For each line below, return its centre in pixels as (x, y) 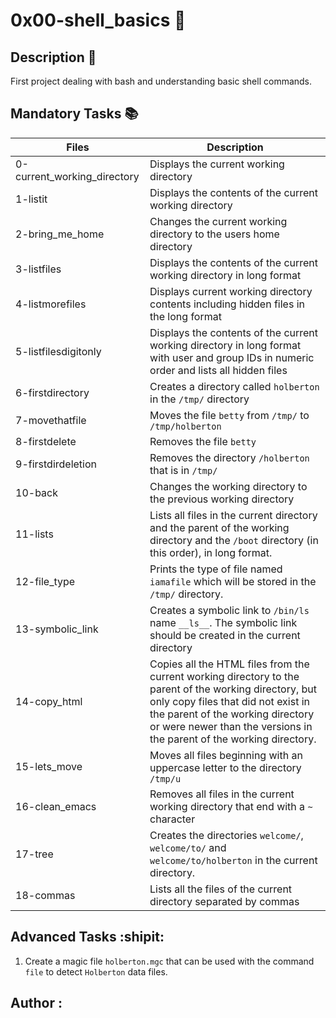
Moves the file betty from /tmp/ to (229, 415)
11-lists (34, 534)
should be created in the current (225, 635)
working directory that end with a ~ (231, 806)
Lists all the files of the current (221, 889)
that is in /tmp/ (183, 470)
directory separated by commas (224, 901)
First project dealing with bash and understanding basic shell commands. (161, 81)
